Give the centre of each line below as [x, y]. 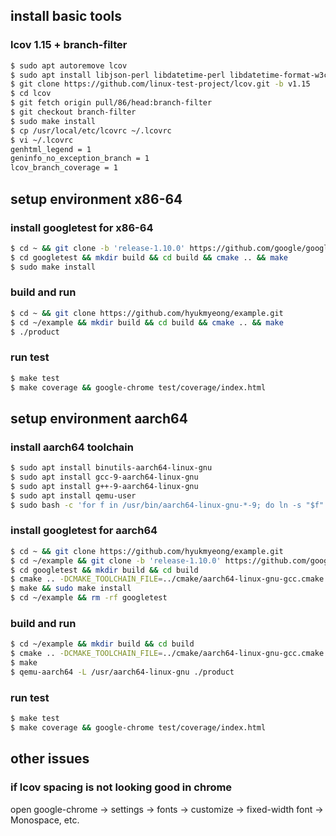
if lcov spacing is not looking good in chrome [121, 787]
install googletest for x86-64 [82, 227]
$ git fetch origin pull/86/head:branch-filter [111, 103]
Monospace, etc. [45, 820]
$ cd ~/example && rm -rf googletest [89, 598]
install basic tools [66, 16]
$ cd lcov [31, 94]
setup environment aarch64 [99, 418]
